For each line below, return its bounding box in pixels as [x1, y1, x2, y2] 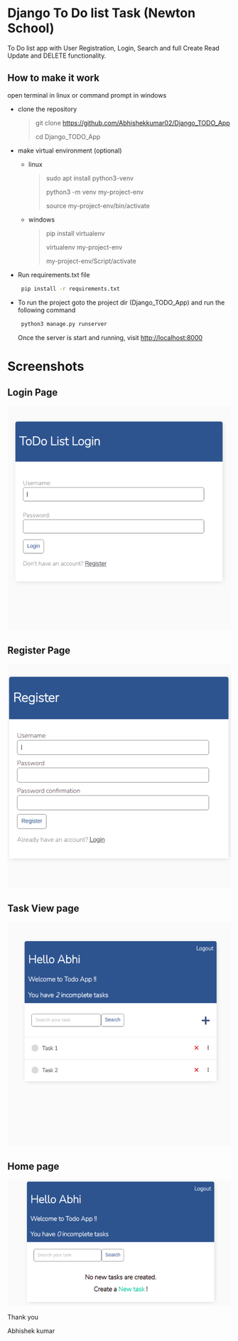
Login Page [7, 386, 58, 399]
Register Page [7, 644, 71, 657]
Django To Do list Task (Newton [7, 5, 196, 21]
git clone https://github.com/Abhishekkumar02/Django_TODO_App [35, 118, 231, 127]
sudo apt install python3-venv [45, 173, 134, 183]
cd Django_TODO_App [35, 132, 101, 140]
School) [7, 20, 55, 36]
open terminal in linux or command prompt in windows [7, 91, 167, 99]
